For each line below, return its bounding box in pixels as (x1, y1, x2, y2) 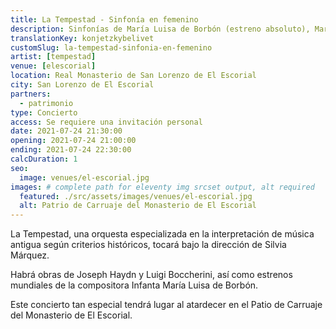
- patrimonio (19, 98, 74, 108)
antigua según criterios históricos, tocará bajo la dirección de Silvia (10, 239, 287, 251)
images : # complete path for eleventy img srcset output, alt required (10, 182, 315, 192)
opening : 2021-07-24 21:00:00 (10, 136, 137, 146)
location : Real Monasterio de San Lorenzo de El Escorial (10, 71, 257, 81)
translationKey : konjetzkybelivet (10, 33, 155, 43)
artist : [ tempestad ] (10, 52, 97, 62)
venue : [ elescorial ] (10, 61, 97, 71)
